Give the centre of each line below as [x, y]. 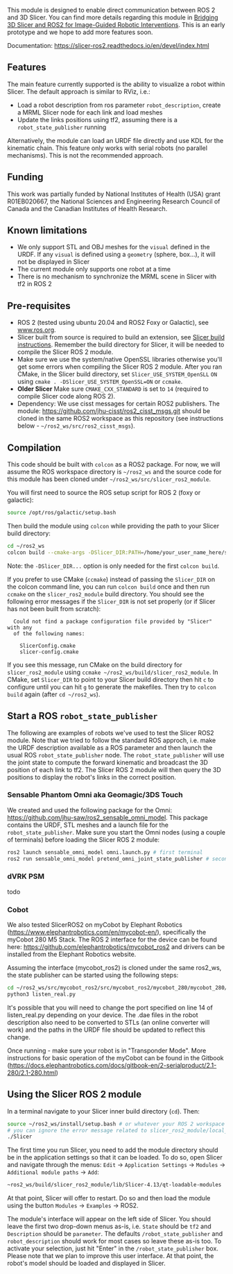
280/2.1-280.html [32, 1073]
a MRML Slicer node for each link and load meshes [90, 112]
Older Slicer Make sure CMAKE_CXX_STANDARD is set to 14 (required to [113, 389]
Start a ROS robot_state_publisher [83, 716]
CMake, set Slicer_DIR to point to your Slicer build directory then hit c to [110, 679]
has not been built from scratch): [54, 609]
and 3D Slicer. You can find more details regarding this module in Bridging [113, 17]
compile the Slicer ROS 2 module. [65, 352]
